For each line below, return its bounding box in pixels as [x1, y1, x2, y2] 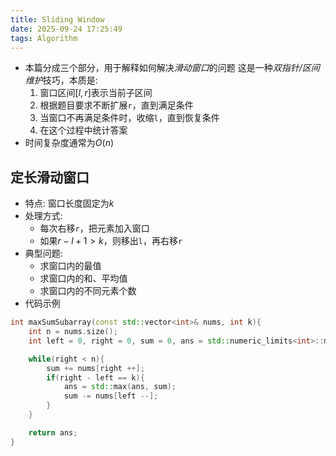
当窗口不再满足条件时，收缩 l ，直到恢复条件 [39, 112, 220, 124]
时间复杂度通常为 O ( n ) [24, 137, 115, 149]
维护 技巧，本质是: [24, 74, 98, 86]
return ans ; [28, 427, 78, 438]
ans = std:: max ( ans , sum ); [63, 382, 177, 392]
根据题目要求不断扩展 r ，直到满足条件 [39, 99, 194, 111]
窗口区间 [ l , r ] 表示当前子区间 [39, 87, 153, 99]
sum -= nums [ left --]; [63, 391, 159, 401]
